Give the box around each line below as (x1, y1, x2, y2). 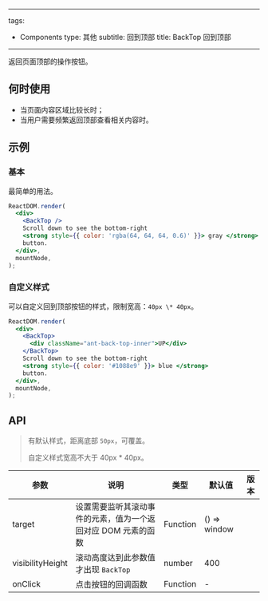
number (163, 558, 193, 569)
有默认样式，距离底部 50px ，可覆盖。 (27, 436, 150, 445)
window (203, 524, 234, 535)
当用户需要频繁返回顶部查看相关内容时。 (19, 115, 153, 125)
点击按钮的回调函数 (75, 579, 148, 591)
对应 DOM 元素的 (83, 525, 148, 536)
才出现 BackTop (75, 564, 131, 575)
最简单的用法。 (8, 186, 57, 196)
